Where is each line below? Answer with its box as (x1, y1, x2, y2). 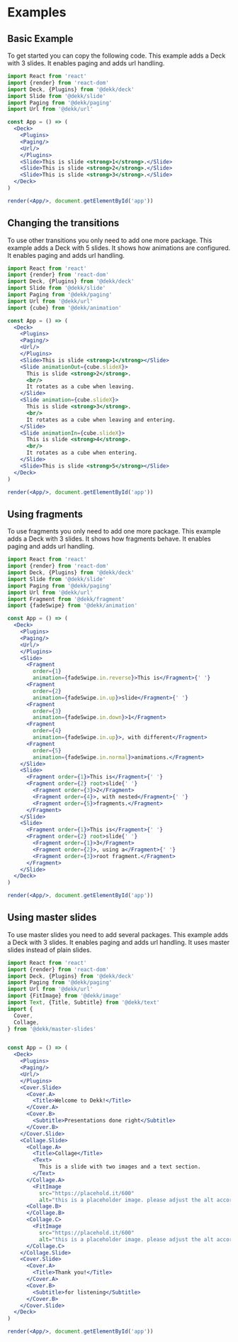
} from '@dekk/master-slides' (7, 1025, 97, 1032)
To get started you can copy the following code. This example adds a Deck (7, 51, 226, 60)
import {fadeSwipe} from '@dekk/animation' (7, 602, 138, 610)
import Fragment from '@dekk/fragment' (7, 595, 125, 602)
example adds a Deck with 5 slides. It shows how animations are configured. (7, 243, 231, 252)
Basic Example (7, 33, 74, 45)
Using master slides (7, 911, 97, 924)
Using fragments (7, 508, 84, 520)
